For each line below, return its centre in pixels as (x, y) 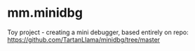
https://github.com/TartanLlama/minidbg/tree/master (83, 39)
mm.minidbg (45, 13)
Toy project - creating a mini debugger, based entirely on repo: (98, 32)
